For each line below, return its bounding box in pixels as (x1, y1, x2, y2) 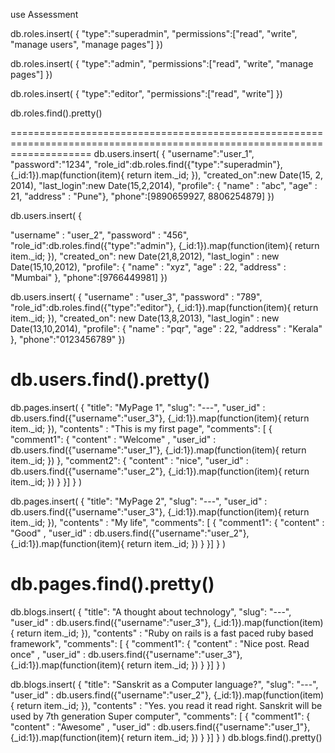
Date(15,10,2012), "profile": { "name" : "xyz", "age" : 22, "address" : (10, 261, 287, 273)
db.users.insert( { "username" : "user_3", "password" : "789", (10, 291, 263, 303)
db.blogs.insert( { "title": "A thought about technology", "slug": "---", (10, 605, 292, 618)
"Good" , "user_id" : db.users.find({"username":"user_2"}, (10, 527, 250, 539)
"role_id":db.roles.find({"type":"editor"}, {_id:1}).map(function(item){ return (10, 302, 319, 313)
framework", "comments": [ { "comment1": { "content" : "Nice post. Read (10, 637, 310, 649)
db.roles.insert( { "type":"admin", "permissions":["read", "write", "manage (10, 58, 314, 69)
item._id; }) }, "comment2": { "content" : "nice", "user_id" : (10, 454, 249, 466)
